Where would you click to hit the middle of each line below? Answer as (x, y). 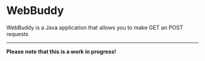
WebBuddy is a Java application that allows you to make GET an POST (95, 27)
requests (17, 34)
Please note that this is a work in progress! (61, 51)
